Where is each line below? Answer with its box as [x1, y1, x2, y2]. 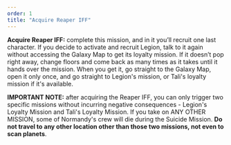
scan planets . [7, 129, 47, 138]
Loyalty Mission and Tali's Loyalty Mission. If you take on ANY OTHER [7, 108, 206, 116]
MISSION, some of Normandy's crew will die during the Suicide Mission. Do [7, 115, 223, 123]
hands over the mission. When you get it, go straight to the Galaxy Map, [7, 65, 212, 73]
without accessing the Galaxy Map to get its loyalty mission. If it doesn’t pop [7, 50, 225, 59]
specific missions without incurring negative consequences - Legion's [7, 100, 207, 108]
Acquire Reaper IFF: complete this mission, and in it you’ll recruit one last [7, 35, 216, 43]
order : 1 [7, 10, 33, 17]
